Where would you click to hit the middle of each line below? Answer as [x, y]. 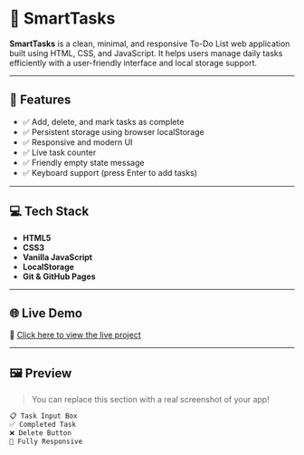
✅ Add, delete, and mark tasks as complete [103, 121]
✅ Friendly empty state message [83, 162]
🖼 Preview [41, 373]
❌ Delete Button [41, 433]
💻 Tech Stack [49, 212]
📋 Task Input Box [43, 416]
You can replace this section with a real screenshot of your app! [150, 400]
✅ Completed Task [43, 425]
